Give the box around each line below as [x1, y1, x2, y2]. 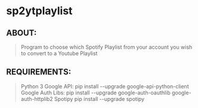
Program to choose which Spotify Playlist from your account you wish [20, 43, 193, 50]
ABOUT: [6, 28, 37, 38]
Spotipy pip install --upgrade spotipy [54, 95, 145, 102]
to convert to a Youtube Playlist [20, 50, 98, 57]
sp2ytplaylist [6, 4, 73, 18]
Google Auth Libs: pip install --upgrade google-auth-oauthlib [20, 89, 171, 96]
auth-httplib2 [20, 95, 54, 102]
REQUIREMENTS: [6, 67, 72, 77]
